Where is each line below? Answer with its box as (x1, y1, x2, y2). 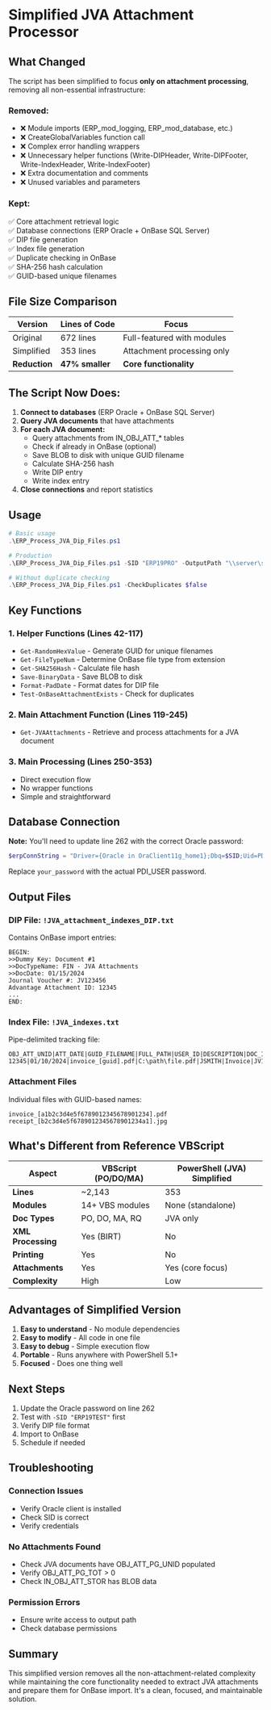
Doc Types (12, 1213, 55, 1224)
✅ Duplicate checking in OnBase (8, 253, 117, 262)
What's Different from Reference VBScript (8, 1138, 224, 1152)
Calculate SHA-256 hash (31, 459, 115, 469)
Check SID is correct (19, 1512, 90, 1522)
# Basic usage (8, 530, 56, 538)
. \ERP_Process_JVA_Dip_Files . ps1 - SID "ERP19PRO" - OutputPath (8, 559, 222, 567)
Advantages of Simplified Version (8, 1302, 181, 1317)
